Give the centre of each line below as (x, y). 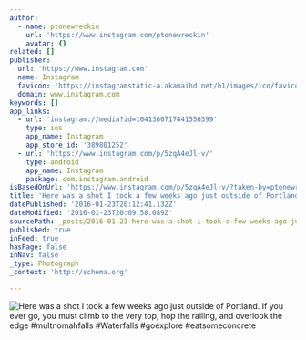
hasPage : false (38, 247)
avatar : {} (46, 43)
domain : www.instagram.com (69, 94)
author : (24, 18)
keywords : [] (34, 103)
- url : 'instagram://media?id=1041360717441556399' (118, 119)
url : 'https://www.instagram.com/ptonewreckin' (117, 35)
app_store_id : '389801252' (77, 145)
